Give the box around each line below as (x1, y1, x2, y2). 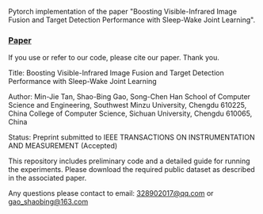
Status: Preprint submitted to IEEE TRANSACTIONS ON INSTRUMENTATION (8, 132, 255, 142)
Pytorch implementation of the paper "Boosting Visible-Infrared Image (8, 7, 238, 16)
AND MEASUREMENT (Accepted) (8, 141, 118, 151)
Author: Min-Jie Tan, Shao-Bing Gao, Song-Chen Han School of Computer (8, 92, 251, 101)
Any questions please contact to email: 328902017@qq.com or (8, 189, 214, 198)
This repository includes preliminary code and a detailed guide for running (8, 156, 250, 166)
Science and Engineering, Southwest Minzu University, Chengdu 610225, (8, 101, 247, 110)
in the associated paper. (8, 174, 87, 183)
